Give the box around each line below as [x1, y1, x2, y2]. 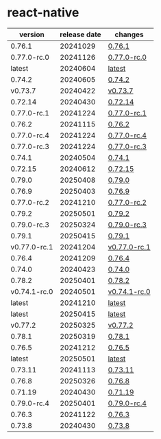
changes [114, 30, 144, 39]
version [19, 30, 45, 39]
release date [60, 30, 101, 39]
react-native [7, 5, 79, 21]
